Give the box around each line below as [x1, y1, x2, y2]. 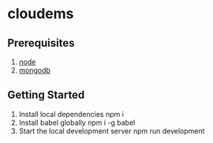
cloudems [7, 5, 74, 23]
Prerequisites [7, 36, 75, 50]
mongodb [18, 66, 50, 75]
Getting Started [7, 88, 85, 102]
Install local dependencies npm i [18, 109, 124, 119]
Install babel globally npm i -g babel [18, 118, 136, 127]
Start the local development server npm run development [18, 126, 205, 135]
